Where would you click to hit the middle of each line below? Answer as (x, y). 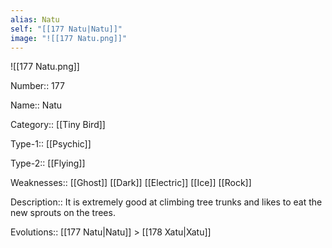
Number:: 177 (37, 86)
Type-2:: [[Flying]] (48, 163)
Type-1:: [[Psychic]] (51, 144)
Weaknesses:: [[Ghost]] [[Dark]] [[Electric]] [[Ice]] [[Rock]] (131, 183)
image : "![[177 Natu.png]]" (69, 38)
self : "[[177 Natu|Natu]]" (66, 29)
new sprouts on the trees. (63, 213)
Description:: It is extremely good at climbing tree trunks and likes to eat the (166, 202)
